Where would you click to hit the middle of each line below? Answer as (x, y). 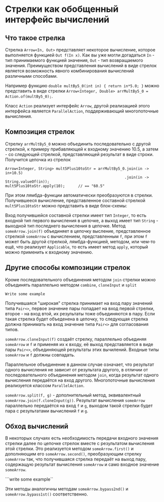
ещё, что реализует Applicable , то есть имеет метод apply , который (77, 247)
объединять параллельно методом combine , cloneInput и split (71, 285)
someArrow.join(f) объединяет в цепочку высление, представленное (78, 231)
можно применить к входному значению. (49, 252)
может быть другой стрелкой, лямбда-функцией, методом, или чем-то (80, 242)
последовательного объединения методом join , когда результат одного (82, 375)
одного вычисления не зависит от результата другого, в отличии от (77, 369)
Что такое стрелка (35, 38)
